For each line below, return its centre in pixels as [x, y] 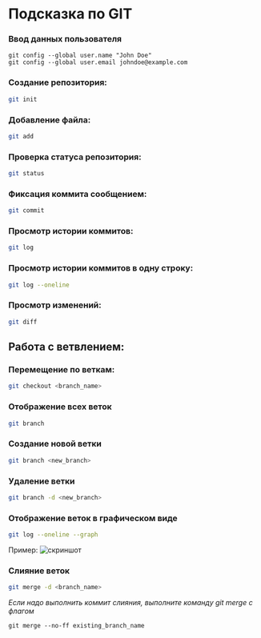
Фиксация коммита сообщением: [78, 194]
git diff [23, 322]
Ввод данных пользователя [65, 39]
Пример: [23, 550]
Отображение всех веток [60, 407]
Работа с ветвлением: [66, 347]
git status [26, 174]
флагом [21, 611]
